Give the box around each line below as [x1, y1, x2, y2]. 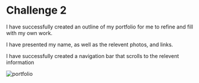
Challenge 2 [6, 4, 67, 17]
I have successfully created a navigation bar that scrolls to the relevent [6, 52, 179, 59]
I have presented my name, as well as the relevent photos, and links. [6, 41, 173, 48]
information [6, 59, 34, 66]
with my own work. [6, 29, 53, 36]
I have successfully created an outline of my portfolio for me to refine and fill [6, 23, 193, 30]
